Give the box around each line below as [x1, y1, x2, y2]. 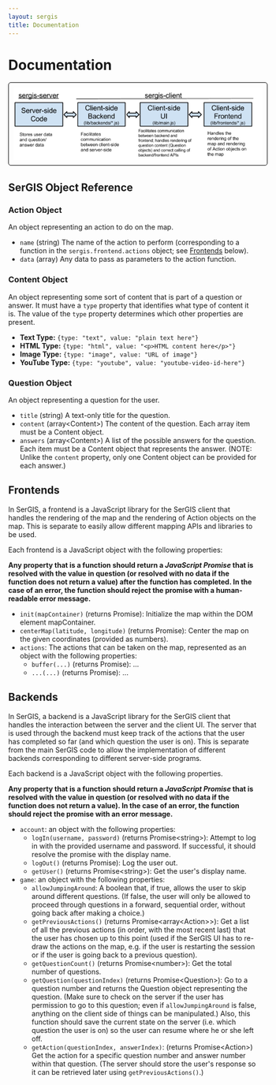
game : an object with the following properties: [19, 874, 166, 884]
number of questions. [31, 967, 102, 976]
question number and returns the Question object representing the [31, 983, 248, 993]
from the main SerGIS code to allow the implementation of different [8, 745, 226, 755]
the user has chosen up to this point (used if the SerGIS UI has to [31, 933, 243, 942]
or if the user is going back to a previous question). [31, 950, 198, 960]
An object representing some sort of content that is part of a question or [8, 292, 243, 301]
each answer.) [19, 460, 66, 470]
